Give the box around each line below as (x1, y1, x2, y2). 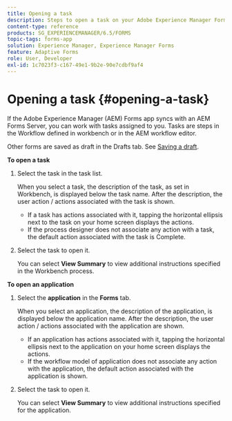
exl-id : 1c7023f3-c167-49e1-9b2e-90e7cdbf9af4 (7, 62, 144, 68)
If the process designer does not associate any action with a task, (27, 225, 215, 234)
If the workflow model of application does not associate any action (27, 357, 217, 365)
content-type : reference (7, 23, 79, 30)
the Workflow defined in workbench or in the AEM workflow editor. (7, 129, 197, 137)
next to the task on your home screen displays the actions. (27, 218, 195, 226)
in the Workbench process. (17, 267, 95, 275)
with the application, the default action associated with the (27, 364, 194, 373)
